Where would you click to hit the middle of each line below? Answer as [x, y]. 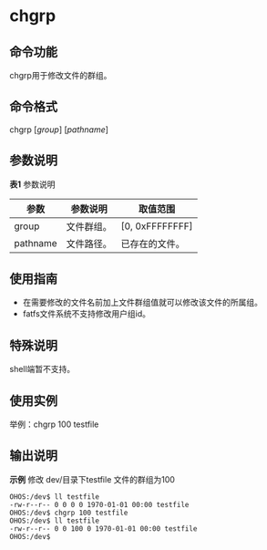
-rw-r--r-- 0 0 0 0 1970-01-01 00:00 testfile [99, 504]
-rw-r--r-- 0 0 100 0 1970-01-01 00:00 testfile [103, 529]
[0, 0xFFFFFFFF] [157, 226]
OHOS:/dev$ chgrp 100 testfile [69, 513]
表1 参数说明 [32, 184]
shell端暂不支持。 [42, 369]
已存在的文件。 [153, 244]
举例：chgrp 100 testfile [54, 424]
